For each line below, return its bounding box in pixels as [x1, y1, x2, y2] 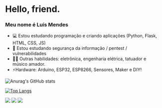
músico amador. [12, 61, 46, 67]
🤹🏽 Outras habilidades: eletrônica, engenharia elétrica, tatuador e [12, 56, 147, 62]
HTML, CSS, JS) [12, 40, 46, 46]
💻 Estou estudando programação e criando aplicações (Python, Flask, [12, 33, 158, 39]
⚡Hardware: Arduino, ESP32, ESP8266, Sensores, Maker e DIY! [12, 67, 142, 73]
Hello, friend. [5, 3, 61, 15]
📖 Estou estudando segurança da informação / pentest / [12, 45, 128, 51]
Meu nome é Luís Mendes [5, 21, 69, 28]
